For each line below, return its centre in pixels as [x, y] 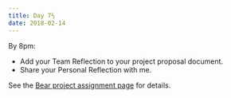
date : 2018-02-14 [37, 23]
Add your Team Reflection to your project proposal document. [121, 61]
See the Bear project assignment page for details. [90, 85]
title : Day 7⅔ [32, 16]
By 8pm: [22, 45]
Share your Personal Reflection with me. [86, 69]
